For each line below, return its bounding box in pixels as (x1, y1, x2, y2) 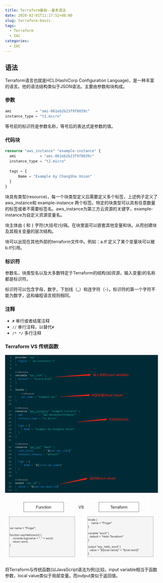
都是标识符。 (5, 276, 31, 282)
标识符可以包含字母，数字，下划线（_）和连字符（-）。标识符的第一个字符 (5, 287, 151, 292)
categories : (5, 39, 29, 44)
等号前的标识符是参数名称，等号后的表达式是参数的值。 (5, 123, 115, 129)
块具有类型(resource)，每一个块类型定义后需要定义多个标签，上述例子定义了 (5, 193, 158, 199)
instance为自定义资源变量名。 (5, 212, 65, 218)
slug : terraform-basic (5, 18, 51, 23)
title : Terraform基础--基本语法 (5, 8, 66, 13)
